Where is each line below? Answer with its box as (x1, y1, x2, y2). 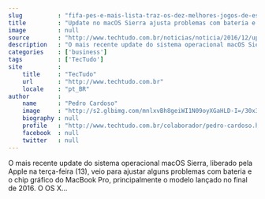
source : (8, 33, 62, 42)
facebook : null (22, 129, 80, 137)
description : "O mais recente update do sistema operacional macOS (8, 41, 245, 49)
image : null (8, 26, 80, 34)
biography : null (22, 115, 80, 122)
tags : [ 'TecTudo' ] (8, 56, 104, 64)
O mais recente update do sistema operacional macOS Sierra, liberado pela (8, 158, 253, 167)
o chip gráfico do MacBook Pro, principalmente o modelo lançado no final (8, 175, 248, 184)
